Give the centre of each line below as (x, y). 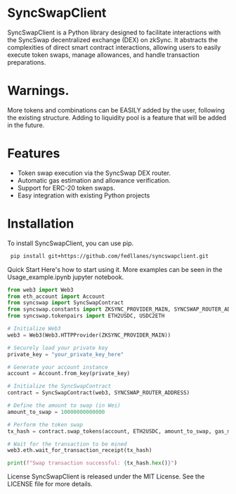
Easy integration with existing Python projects (84, 195)
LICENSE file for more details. (50, 484)
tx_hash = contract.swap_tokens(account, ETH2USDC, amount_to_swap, (110, 431)
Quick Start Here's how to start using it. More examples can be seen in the (115, 269)
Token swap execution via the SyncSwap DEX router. (94, 173)
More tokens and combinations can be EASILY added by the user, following (116, 110)
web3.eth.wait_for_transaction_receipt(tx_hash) (80, 450)
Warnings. (38, 91)
